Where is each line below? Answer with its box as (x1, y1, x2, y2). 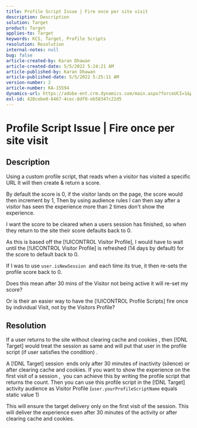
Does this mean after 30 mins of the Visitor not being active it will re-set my (6, 280, 189, 287)
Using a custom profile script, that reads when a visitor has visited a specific (6, 173, 191, 180)
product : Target (6, 25, 46, 31)
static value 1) (6, 392, 40, 399)
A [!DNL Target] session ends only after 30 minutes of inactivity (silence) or (6, 360, 190, 367)
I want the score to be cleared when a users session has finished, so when (6, 220, 186, 228)
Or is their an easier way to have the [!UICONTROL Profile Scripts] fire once (6, 297, 189, 305)
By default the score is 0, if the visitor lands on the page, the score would (6, 190, 183, 198)
